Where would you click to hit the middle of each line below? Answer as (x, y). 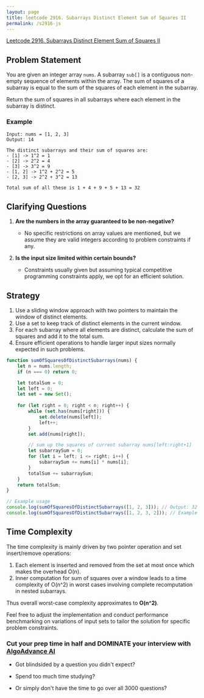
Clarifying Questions (47, 206)
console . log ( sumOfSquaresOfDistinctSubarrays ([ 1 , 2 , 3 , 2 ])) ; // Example (102, 513)
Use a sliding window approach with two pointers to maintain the (96, 310)
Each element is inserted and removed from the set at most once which (105, 565)
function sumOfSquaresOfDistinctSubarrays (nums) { (72, 361)
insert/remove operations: (39, 553)
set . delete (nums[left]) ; (70, 417)
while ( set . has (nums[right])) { (69, 411)
